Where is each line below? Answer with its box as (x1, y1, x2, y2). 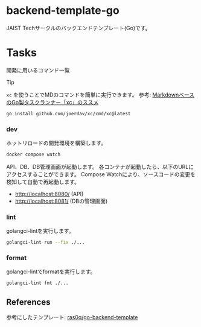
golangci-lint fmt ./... (6, 280, 69, 287)
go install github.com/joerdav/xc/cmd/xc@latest (6, 110, 131, 116)
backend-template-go (6, 4, 120, 17)
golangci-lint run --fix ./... (6, 240, 85, 246)
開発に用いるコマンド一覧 (6, 66, 70, 74)
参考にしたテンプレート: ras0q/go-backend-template (6, 314, 138, 321)
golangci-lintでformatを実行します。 (6, 268, 96, 275)
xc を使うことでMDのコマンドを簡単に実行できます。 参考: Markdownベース (6, 91, 195, 98)
